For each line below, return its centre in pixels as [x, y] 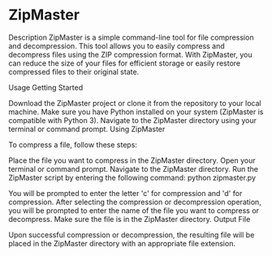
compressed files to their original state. [74, 71]
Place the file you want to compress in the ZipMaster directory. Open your [132, 160]
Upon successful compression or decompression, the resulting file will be [132, 235]
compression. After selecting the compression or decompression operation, [135, 202]
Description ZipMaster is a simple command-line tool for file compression [131, 37]
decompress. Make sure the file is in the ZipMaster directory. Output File [130, 219]
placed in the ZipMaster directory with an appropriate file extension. [122, 243]
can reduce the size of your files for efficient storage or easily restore [125, 63]
